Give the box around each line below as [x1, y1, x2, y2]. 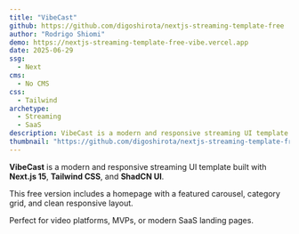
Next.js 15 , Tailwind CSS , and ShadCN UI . [9, 171, 165, 182]
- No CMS [17, 79, 50, 88]
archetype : [9, 104, 50, 113]
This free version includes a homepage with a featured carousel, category [9, 188, 280, 198]
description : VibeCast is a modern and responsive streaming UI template [9, 129, 289, 138]
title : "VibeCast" [9, 12, 77, 22]
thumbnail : [9, 137, 50, 146]
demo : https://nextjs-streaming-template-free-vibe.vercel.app [9, 37, 249, 47]
